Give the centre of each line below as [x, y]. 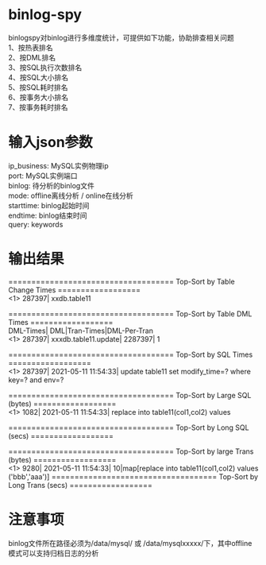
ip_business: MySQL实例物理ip [58, 165]
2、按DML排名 [32, 57]
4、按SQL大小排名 [39, 77]
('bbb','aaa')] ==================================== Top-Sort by [133, 476]
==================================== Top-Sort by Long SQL [129, 428]
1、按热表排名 [31, 47]
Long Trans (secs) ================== [80, 485]
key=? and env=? [36, 380]
